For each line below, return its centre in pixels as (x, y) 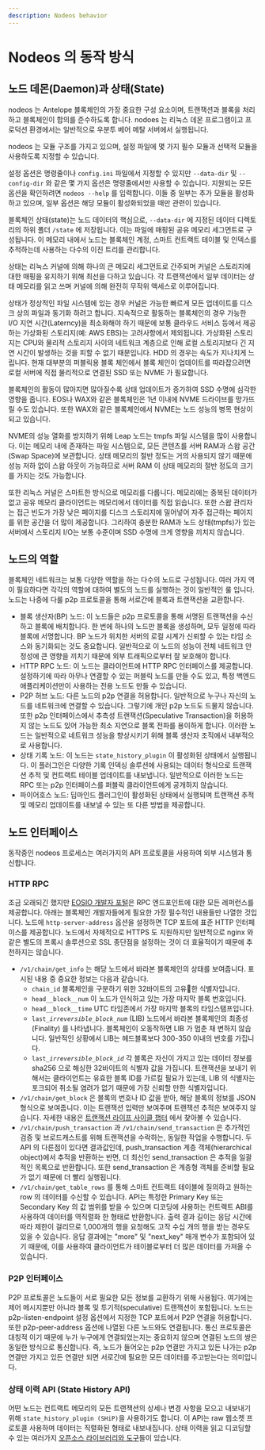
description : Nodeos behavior (58, 15)
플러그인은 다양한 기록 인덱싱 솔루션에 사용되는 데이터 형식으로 (134, 765)
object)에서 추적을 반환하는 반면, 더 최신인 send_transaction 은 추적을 (128, 1157)
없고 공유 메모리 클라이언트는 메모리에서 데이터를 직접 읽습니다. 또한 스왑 (120, 502)
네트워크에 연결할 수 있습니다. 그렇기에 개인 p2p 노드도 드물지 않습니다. (144, 706)
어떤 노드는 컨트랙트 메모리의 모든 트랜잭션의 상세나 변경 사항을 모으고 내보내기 (130, 1408)
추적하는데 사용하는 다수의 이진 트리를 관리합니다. (84, 249)
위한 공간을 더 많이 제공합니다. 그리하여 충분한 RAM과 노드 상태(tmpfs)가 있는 (136, 522)
